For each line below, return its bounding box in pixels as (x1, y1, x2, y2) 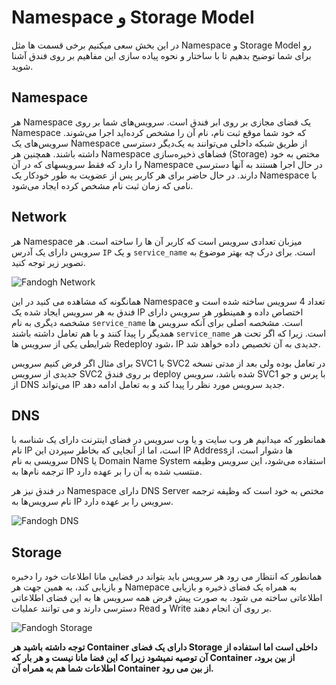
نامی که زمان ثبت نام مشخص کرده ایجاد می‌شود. (11, 179, 194, 191)
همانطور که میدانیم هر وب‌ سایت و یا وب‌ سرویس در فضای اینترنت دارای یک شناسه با (11, 434, 326, 446)
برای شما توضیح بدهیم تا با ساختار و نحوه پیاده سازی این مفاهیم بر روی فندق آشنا (11, 49, 312, 61)
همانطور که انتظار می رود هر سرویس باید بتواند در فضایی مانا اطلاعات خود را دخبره (11, 571, 323, 583)
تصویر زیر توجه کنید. (11, 256, 86, 268)
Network (11, 209, 68, 226)
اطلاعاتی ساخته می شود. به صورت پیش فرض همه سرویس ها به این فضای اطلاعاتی (11, 592, 323, 604)
